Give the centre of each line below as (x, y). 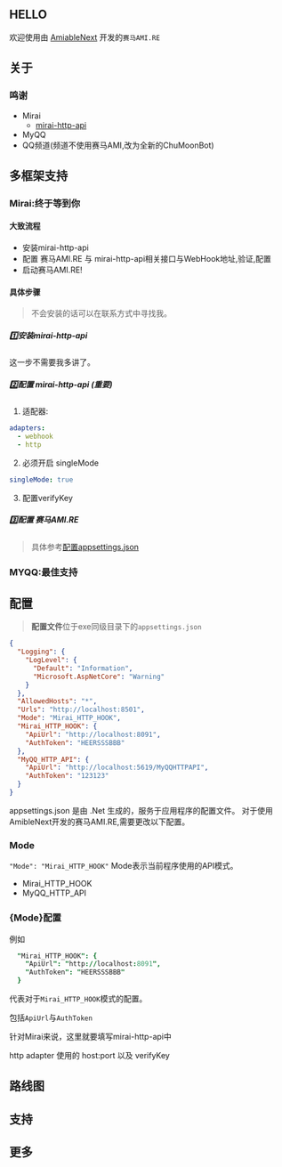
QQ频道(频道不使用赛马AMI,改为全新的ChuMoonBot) (118, 145)
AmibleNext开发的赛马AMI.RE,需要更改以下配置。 (99, 822)
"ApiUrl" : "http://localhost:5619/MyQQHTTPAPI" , (117, 768)
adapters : (28, 428)
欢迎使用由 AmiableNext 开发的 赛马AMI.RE (85, 37)
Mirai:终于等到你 (45, 203)
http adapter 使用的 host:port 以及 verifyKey (90, 1056)
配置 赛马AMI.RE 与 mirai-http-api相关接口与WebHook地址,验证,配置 (146, 259)
